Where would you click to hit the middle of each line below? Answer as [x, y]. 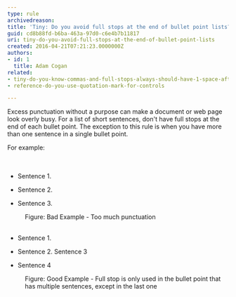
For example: [26, 147]
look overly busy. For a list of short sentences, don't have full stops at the [113, 119]
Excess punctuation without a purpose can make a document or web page [115, 112]
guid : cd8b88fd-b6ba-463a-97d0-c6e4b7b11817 [73, 33]
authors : [20, 53]
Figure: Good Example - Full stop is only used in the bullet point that [123, 279]
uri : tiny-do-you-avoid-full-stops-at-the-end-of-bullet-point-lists [111, 40]
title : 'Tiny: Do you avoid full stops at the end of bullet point [108, 27]
